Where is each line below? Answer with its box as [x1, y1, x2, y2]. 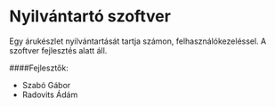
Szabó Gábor [21, 79, 71, 90]
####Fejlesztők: [9, 62, 69, 73]
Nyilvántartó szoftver [9, 6, 172, 27]
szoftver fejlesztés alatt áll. [9, 45, 108, 55]
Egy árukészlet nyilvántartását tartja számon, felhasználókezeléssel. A [9, 36, 267, 46]
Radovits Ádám [21, 89, 78, 100]
